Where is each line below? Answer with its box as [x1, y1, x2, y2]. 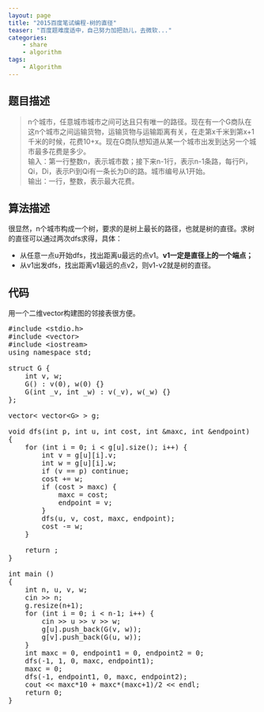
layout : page [8, 11, 51, 20]
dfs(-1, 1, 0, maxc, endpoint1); [25, 657, 155, 665]
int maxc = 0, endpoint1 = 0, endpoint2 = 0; [25, 649, 205, 657]
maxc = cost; [58, 490, 109, 499]
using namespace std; [8, 348, 92, 357]
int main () [8, 570, 55, 578]
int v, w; [25, 372, 63, 381]
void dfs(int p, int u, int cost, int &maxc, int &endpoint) [8, 427, 251, 436]
